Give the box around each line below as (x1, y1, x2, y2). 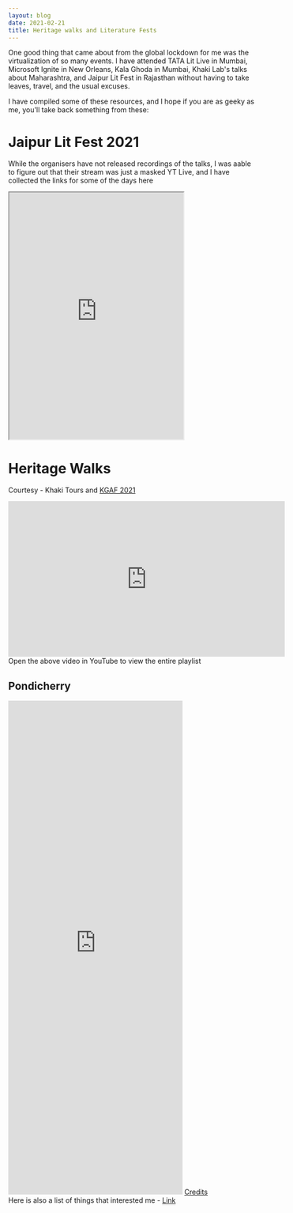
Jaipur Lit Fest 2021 (8, 133, 140, 151)
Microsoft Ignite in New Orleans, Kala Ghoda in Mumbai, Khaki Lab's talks (8, 65, 247, 74)
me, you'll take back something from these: (8, 105, 149, 115)
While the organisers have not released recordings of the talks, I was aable (8, 159, 251, 168)
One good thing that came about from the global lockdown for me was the (8, 48, 250, 58)
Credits (184, 1187, 208, 1197)
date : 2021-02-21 (8, 19, 66, 27)
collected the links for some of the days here (8, 175, 154, 186)
